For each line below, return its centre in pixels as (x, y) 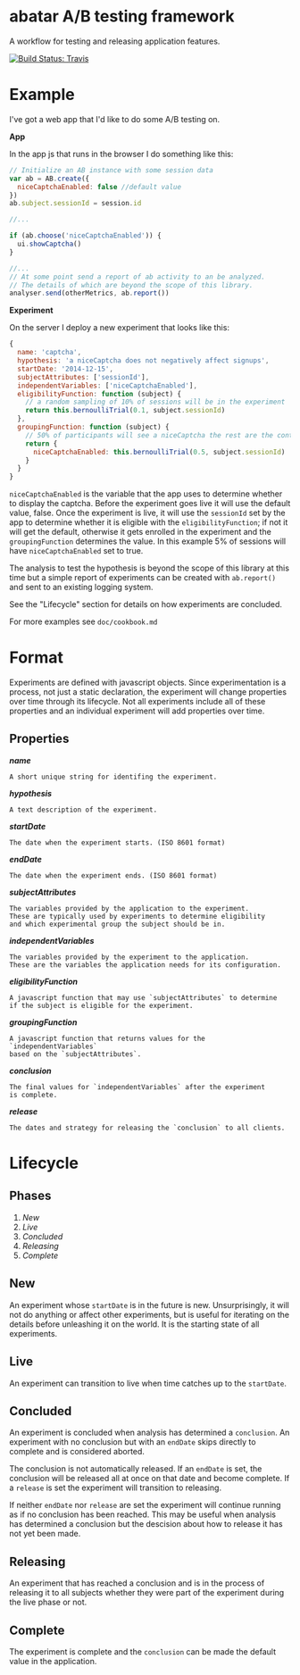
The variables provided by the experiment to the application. (129, 957)
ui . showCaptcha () (50, 244)
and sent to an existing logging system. (81, 587)
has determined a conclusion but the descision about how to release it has (146, 1524)
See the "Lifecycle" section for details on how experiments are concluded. (146, 604)
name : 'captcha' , (50, 353)
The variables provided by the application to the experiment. (129, 908)
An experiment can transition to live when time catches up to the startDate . (148, 1383)
